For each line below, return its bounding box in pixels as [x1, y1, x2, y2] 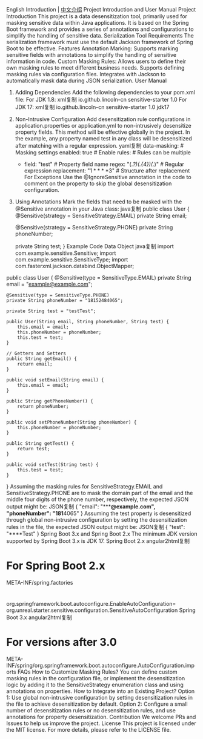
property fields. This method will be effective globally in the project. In [15, 128, 190, 136]
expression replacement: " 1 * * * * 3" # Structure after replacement [24, 167, 190, 174]
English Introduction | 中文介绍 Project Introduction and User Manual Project [6, 6, 196, 13]
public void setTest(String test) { [6, 462, 99, 468]
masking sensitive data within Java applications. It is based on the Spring [6, 19, 189, 26]
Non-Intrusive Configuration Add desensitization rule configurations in [15, 116, 191, 123]
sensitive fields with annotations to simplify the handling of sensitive [6, 51, 177, 58]
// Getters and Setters [6, 350, 67, 356]
